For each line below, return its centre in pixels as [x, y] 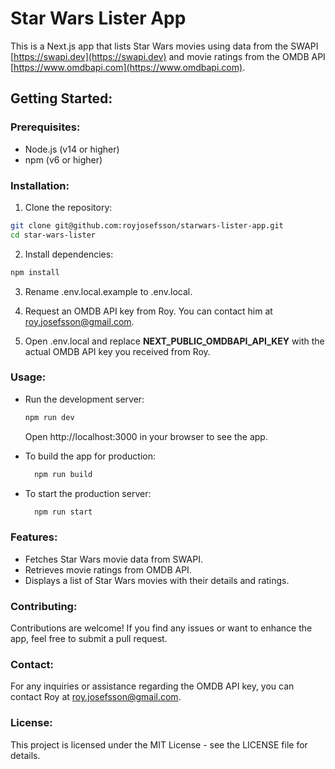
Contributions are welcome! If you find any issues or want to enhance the [161, 628]
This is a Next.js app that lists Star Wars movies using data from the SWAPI [164, 46]
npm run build [63, 474]
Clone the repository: [68, 207]
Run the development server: [84, 399]
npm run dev [49, 417]
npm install [35, 272]
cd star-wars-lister [53, 235]
